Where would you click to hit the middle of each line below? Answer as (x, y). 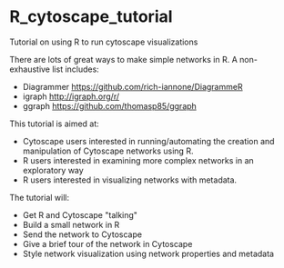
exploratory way (53, 170)
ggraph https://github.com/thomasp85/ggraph (110, 105)
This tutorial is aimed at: (55, 124)
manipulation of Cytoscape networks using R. (108, 151)
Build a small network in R (71, 224)
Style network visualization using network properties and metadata (148, 253)
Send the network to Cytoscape (82, 234)
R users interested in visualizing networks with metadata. (130, 180)
